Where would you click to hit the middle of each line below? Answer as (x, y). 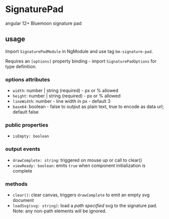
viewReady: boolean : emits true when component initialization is (79, 166)
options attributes (28, 79)
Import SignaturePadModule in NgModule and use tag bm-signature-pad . (79, 51)
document (23, 200)
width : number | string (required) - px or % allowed (65, 91)
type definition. (21, 66)
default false (25, 112)
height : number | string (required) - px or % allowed (67, 96)
